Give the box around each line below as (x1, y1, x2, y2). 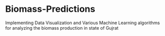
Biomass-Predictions (5, 3, 95, 15)
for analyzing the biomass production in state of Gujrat (5, 25, 119, 31)
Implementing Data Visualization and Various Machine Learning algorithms (5, 20, 160, 26)
